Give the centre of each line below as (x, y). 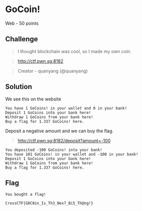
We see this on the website (33, 99)
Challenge (22, 39)
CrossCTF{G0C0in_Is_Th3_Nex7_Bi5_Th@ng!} (49, 203)
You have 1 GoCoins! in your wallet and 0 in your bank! (66, 108)
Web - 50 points (22, 23)
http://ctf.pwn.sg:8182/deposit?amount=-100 (64, 140)
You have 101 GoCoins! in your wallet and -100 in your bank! (72, 154)
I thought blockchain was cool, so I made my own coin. (75, 51)
